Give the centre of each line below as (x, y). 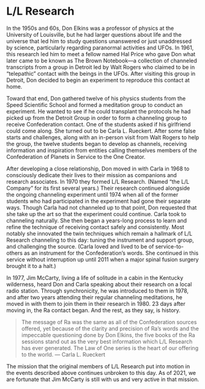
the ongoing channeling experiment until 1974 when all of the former (92, 194)
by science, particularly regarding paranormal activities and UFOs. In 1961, (100, 48)
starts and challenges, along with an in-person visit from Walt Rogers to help (103, 137)
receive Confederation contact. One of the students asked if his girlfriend (99, 124)
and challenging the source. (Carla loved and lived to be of (80, 246)
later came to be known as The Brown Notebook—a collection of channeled (102, 60)
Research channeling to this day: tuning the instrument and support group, (100, 240)
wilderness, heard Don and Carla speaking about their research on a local (99, 284)
